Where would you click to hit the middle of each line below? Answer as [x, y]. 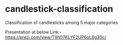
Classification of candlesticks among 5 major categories [61, 22]
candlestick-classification [59, 9]
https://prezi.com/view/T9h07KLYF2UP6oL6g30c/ [56, 37]
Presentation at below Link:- [33, 32]
